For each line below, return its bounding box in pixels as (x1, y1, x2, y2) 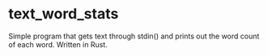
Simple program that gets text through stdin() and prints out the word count (8, 31, 260, 41)
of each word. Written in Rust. (8, 39, 108, 49)
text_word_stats (8, 5, 119, 23)
